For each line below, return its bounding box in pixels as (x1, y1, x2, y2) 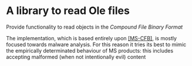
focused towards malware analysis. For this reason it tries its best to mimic (6, 41, 187, 48)
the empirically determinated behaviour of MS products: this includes (6, 47, 174, 54)
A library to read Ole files (6, 4, 130, 18)
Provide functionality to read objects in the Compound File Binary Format (6, 23, 183, 30)
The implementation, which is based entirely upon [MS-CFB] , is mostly (6, 34, 177, 41)
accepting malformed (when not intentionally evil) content (6, 53, 146, 60)
